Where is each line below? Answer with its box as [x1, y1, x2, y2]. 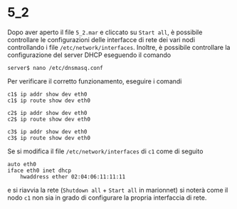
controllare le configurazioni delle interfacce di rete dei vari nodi [7, 35, 196, 44]
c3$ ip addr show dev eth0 [7, 128, 88, 136]
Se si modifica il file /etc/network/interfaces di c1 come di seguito [7, 147, 204, 156]
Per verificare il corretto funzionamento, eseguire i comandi [7, 76, 182, 86]
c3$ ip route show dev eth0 [7, 134, 91, 141]
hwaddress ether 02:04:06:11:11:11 [20, 173, 126, 180]
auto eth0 [7, 160, 37, 168]
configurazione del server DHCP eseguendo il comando [7, 51, 172, 59]
